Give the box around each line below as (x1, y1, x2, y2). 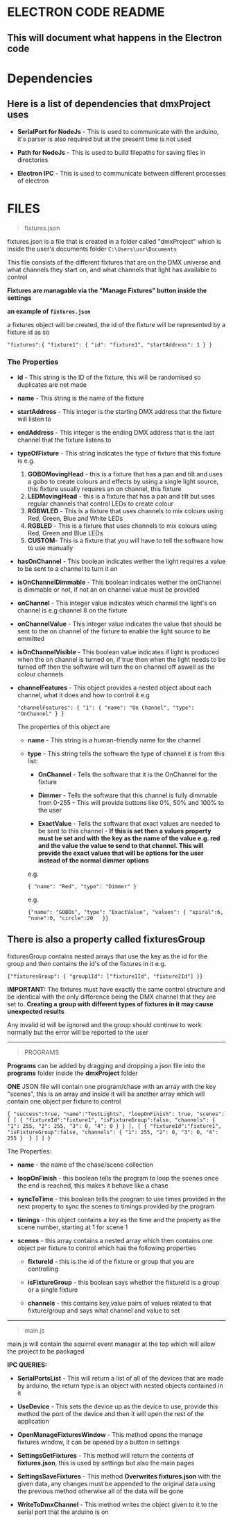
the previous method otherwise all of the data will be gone (17, 1487, 184, 1495)
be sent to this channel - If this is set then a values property (37, 826, 212, 835)
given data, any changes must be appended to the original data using (17, 1479, 216, 1488)
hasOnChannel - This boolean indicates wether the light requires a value (17, 557, 226, 565)
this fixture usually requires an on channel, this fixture (27, 484, 182, 493)
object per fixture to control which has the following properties (17, 1244, 196, 1252)
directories (17, 156, 49, 164)
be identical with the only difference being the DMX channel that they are (7, 992, 216, 1001)
